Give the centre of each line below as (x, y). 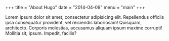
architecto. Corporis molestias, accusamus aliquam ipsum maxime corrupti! (84, 28)
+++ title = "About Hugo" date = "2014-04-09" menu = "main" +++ (75, 7)
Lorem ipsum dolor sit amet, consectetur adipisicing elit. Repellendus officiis (85, 17)
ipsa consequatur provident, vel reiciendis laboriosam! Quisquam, (74, 23)
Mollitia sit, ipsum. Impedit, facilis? (41, 33)
